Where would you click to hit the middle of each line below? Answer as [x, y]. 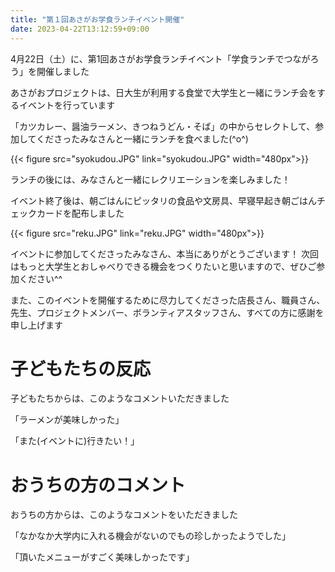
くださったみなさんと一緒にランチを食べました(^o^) [142, 138]
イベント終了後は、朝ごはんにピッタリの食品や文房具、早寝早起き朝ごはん [163, 200]
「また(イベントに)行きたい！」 [75, 441]
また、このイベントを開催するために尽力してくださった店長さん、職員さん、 [168, 300]
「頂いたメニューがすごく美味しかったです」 [102, 557]
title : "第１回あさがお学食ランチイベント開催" [97, 19]
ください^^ [40, 278]
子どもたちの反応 [81, 368]
